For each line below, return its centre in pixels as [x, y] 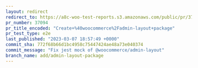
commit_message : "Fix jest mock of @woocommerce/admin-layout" [85, 50]
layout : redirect [27, 12]
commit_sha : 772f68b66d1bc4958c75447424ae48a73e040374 [74, 45]
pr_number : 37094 [27, 22]
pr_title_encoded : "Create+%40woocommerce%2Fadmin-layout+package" [90, 28]
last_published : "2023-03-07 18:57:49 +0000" [62, 39]
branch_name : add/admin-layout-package [55, 56]
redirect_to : [22, 17]
